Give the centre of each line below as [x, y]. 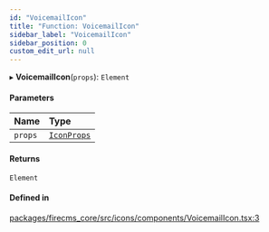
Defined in [29, 198]
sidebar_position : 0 [48, 43]
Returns [25, 158]
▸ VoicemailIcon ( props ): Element [69, 77]
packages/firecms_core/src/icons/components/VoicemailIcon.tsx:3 [134, 218]
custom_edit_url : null [52, 51]
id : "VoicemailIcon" [48, 18]
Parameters [32, 97]
